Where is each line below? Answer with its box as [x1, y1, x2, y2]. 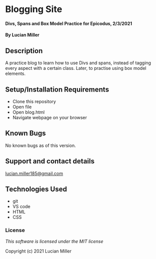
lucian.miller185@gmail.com [5, 170, 63, 177]
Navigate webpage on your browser [12, 115, 87, 120]
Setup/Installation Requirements [5, 85, 109, 94]
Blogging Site [5, 4, 62, 15]
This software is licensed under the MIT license [5, 238, 104, 244]
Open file [12, 104, 32, 110]
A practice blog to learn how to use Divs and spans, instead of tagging [5, 60, 151, 66]
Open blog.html [12, 109, 45, 115]
